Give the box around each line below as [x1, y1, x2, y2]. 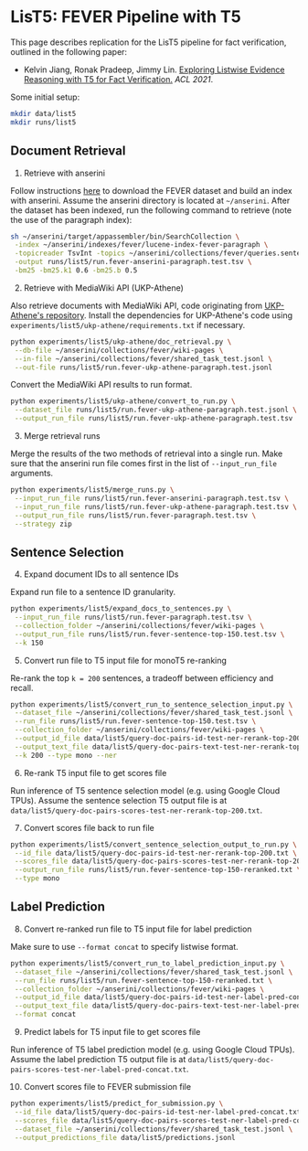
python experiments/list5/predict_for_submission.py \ [10, 1099, 224, 1108]
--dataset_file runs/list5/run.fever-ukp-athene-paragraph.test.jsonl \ [14, 405, 298, 415]
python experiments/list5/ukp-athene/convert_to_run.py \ [10, 397, 236, 406]
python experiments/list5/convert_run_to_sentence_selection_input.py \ [10, 699, 293, 709]
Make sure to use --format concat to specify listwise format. [10, 941, 239, 952]
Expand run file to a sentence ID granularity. [10, 587, 176, 598]
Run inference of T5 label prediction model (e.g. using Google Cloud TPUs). [10, 1044, 295, 1055]
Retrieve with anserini [23, 167, 106, 178]
